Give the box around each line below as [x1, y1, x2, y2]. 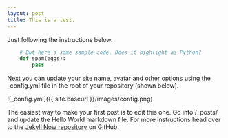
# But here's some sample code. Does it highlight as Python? [19, 49, 202, 56]
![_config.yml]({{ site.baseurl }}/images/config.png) [7, 95, 153, 103]
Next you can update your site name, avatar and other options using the [7, 74, 211, 83]
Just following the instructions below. [7, 35, 113, 43]
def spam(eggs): [19, 55, 67, 62]
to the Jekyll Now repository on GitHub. [7, 123, 119, 131]
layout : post [7, 10, 45, 17]
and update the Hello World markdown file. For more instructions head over [7, 115, 221, 124]
